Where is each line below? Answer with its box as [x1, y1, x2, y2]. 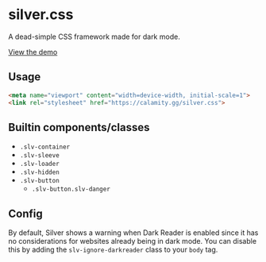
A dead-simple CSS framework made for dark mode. [8, 32, 180, 41]
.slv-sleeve [19, 152, 60, 160]
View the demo [8, 47, 58, 56]
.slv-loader [19, 160, 60, 168]
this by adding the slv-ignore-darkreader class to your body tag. [8, 245, 218, 255]
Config [8, 206, 43, 220]
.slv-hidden [19, 168, 60, 176]
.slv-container [19, 143, 71, 152]
